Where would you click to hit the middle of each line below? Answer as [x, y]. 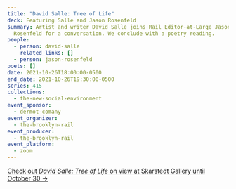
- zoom [23, 151]
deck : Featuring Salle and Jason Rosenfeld [72, 20]
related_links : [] [47, 53]
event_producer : [31, 131]
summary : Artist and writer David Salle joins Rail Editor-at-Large [110, 27]
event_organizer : [33, 118]
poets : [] [22, 66]
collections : [26, 92]
